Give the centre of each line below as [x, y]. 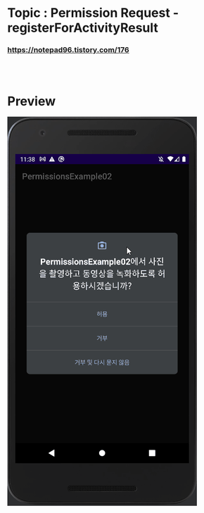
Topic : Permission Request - [93, 13]
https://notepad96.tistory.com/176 [68, 50]
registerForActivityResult [83, 28]
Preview [32, 101]
